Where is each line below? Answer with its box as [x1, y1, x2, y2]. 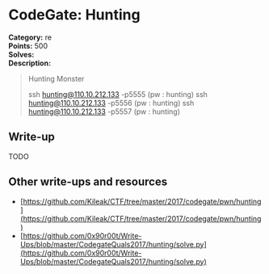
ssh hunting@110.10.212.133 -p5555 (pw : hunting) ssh [27, 89, 208, 99]
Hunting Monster [27, 74, 85, 83]
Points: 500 [8, 40, 48, 50]
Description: [8, 58, 51, 68]
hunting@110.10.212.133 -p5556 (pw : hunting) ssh [27, 98, 195, 107]
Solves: [8, 49, 35, 59]
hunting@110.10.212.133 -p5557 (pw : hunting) [27, 107, 180, 116]
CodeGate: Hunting [8, 6, 141, 24]
